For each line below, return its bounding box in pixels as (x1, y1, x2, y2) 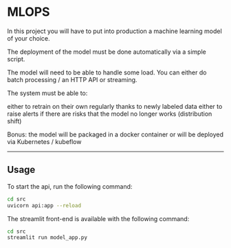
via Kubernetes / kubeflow (7, 137, 82, 145)
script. (7, 54, 25, 63)
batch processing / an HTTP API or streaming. (7, 75, 137, 83)
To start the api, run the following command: (7, 182, 133, 190)
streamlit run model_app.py (7, 234, 88, 241)
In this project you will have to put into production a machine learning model (7, 27, 222, 35)
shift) (7, 116, 22, 125)
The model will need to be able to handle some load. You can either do (7, 68, 207, 76)
